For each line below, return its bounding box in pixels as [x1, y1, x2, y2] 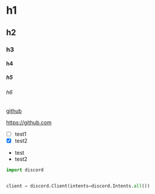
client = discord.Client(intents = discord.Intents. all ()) [6, 183, 150, 189]
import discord [6, 167, 44, 173]
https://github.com [6, 119, 52, 126]
